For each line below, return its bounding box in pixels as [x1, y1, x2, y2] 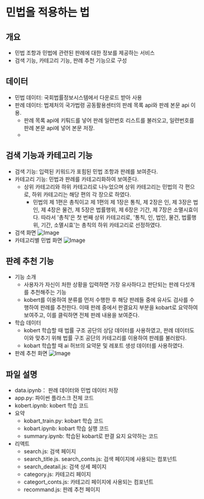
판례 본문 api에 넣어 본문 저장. [23, 124, 95, 131]
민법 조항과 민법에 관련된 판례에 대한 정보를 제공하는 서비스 [14, 49, 155, 56]
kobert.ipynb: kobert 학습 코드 [14, 402, 89, 409]
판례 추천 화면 [14, 349, 48, 357]
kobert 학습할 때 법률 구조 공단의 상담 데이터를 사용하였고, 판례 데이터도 [23, 327, 195, 334]
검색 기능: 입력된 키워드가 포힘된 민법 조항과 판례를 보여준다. [14, 167, 158, 175]
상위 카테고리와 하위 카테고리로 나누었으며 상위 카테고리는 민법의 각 [23, 183, 184, 190]
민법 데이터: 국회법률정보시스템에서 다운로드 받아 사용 [14, 93, 142, 101]
